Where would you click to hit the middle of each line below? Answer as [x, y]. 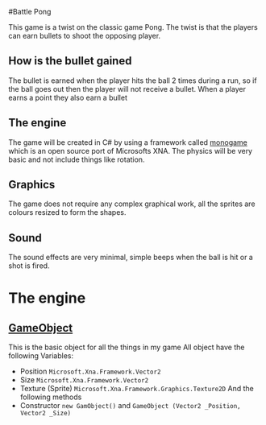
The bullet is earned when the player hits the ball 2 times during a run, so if [133, 80]
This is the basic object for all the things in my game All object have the [127, 347]
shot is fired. [29, 266]
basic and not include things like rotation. [77, 159]
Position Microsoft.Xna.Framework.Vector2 [90, 371]
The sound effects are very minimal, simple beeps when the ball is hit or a [131, 258]
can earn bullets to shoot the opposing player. [85, 36]
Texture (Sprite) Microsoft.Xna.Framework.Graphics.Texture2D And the [137, 389]
